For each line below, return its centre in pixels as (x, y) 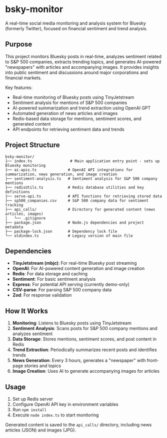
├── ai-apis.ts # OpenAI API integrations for (69, 170)
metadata (14, 227)
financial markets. (23, 78)
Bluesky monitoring (25, 165)
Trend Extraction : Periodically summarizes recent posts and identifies (85, 350)
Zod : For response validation (42, 295)
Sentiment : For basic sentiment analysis (54, 279)
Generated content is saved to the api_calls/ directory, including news (78, 425)
